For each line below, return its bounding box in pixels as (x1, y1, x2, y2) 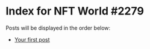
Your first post (14, 36, 50, 43)
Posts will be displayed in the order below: (5, 24, 111, 31)
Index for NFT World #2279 (5, 4, 144, 18)
